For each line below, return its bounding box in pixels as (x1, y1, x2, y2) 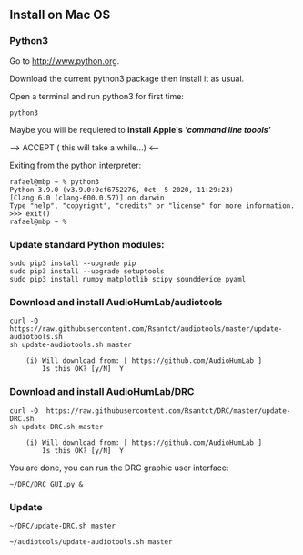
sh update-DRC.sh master (9, 422, 104, 431)
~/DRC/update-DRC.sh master (9, 521, 116, 530)
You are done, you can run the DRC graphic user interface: (9, 462, 229, 473)
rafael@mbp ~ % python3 (9, 177, 100, 186)
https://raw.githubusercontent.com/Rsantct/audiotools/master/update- (9, 324, 283, 334)
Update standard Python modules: (9, 238, 166, 251)
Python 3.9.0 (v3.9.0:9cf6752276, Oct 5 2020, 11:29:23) (9, 185, 234, 194)
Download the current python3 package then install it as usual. (9, 73, 245, 84)
